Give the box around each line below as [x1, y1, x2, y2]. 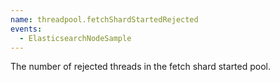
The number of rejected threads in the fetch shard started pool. [10, 61, 272, 73]
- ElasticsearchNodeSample [19, 33, 132, 43]
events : [10, 24, 43, 34]
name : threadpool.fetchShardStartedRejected [10, 14, 199, 25]
